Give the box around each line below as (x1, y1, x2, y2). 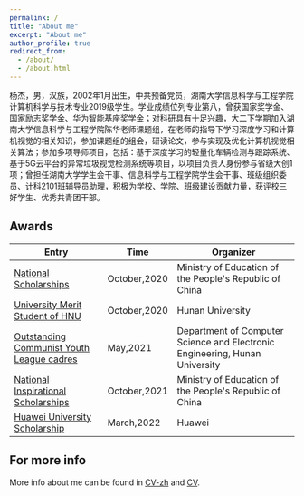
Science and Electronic (176, 336, 275, 348)
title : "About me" (9, 22, 79, 31)
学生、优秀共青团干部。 (16, 191, 105, 202)
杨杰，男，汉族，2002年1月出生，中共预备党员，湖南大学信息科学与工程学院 (9, 90, 294, 101)
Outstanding (14, 330, 66, 343)
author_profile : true (9, 38, 91, 48)
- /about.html (17, 64, 71, 73)
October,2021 (107, 384, 169, 397)
